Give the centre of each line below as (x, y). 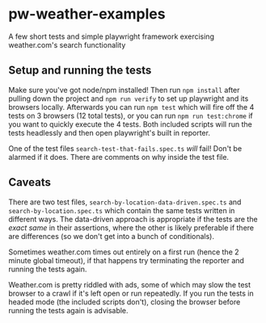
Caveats (30, 182)
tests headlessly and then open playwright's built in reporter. (109, 132)
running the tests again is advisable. (68, 310)
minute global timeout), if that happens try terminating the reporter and (127, 260)
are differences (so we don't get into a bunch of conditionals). (111, 236)
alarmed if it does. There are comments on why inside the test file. (118, 157)
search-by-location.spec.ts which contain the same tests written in (122, 210)
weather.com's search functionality (67, 44)
